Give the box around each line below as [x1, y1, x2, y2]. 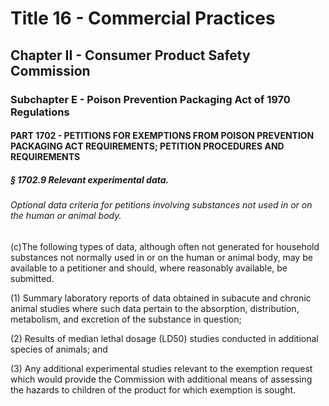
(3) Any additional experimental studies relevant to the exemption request [10, 362, 313, 374]
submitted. [10, 272, 55, 284]
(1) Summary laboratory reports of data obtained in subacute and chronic [10, 292, 312, 304]
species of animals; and [10, 343, 108, 355]
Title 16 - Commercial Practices [10, 7, 276, 30]
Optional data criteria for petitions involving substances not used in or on [10, 199, 313, 211]
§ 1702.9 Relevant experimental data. [10, 173, 170, 186]
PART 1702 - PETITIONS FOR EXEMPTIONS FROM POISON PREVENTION [10, 130, 315, 142]
